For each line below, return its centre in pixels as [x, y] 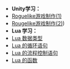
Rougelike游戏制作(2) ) [38, 23]
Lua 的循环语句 [29, 45]
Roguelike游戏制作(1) [37, 16]
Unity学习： [26, 9]
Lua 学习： [24, 31]
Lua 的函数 [24, 60]
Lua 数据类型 [27, 38]
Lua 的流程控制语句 [35, 53]
